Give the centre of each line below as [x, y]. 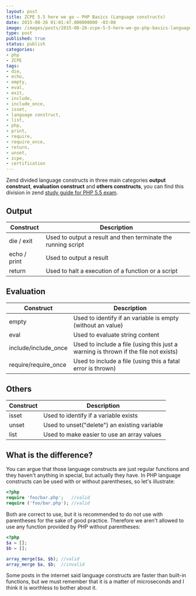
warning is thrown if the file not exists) [125, 351]
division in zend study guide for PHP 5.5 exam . [62, 193]
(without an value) [98, 325]
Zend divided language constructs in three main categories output [86, 180]
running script [65, 244]
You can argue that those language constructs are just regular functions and [98, 469]
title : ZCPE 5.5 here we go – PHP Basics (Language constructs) [86, 17]
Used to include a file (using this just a [125, 344]
